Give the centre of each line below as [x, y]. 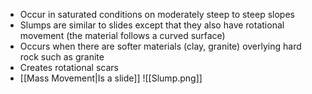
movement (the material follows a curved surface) [122, 35]
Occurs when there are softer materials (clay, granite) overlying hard [160, 46]
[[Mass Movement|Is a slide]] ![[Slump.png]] [111, 78]
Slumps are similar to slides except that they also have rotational [152, 25]
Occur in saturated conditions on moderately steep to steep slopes [157, 14]
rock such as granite [62, 57]
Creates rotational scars [69, 67]
